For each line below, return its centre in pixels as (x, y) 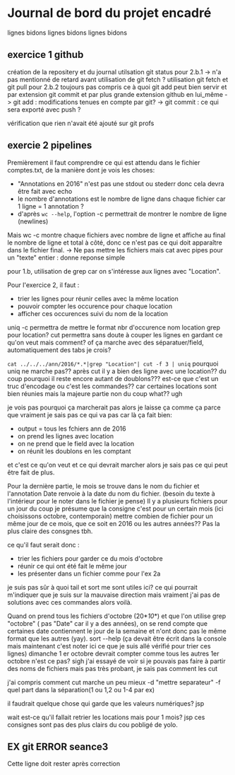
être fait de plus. (31, 472)
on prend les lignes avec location (66, 436)
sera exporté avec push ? (44, 109)
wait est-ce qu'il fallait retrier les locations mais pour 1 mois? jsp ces (106, 717)
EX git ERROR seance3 (58, 746)
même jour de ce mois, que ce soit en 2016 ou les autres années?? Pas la (114, 523)
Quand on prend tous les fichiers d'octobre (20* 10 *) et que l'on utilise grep (117, 616)
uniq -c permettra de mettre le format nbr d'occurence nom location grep (114, 327)
